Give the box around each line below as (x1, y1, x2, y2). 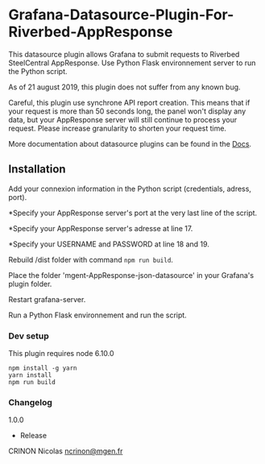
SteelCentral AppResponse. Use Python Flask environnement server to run (8, 58, 256, 68)
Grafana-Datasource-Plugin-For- (8, 6, 234, 24)
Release (19, 431, 47, 441)
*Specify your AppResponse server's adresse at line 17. (8, 223, 193, 233)
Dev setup (8, 330, 50, 342)
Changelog (8, 396, 52, 408)
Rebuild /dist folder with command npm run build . (8, 255, 173, 264)
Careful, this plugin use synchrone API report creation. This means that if (8, 97, 251, 107)
